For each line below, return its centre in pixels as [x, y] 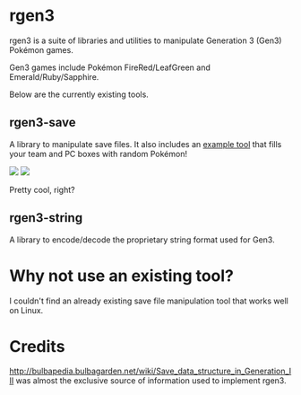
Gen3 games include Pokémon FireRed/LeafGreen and [110, 67]
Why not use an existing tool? [122, 276]
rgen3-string [46, 218]
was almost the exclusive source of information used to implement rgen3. [151, 381]
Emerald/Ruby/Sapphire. [54, 76]
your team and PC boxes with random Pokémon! [99, 154]
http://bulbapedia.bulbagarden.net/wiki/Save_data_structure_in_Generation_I [150, 371]
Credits [37, 346]
